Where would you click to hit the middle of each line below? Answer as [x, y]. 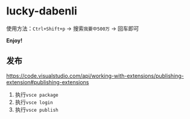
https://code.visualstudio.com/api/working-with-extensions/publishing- [95, 76]
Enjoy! [14, 40]
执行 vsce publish [36, 109]
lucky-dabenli [42, 11]
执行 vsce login [34, 102]
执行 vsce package [36, 94]
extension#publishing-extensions [48, 82]
